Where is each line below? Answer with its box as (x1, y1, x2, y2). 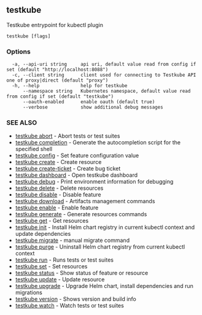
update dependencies (15, 230, 71, 238)
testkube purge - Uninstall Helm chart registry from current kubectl (15, 243, 185, 251)
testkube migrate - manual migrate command (15, 236, 130, 244)
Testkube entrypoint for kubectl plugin (6, 21, 103, 28)
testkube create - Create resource (15, 158, 102, 166)
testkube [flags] (6, 33, 51, 39)
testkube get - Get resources (15, 217, 89, 225)
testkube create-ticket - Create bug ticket (15, 165, 121, 173)
